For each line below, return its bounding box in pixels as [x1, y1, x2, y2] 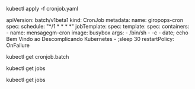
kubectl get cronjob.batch [6, 53, 69, 60]
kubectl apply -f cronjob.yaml [6, 5, 78, 12]
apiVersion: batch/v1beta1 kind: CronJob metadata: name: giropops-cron [6, 17, 184, 23]
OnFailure [6, 42, 30, 49]
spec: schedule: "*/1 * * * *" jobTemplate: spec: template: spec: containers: [6, 23, 190, 30]
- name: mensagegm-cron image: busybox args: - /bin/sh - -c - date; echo [6, 29, 188, 36]
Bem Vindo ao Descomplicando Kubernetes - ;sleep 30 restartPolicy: [6, 36, 175, 42]
